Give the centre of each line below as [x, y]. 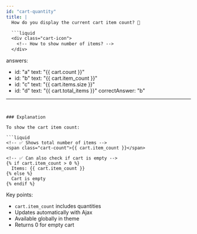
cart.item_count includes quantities [58, 206]
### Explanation [26, 117]
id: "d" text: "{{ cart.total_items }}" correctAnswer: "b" [80, 91]
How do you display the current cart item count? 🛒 [76, 22]
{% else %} [19, 174]
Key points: [20, 195]
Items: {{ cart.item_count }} [48, 168]
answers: [17, 60]
